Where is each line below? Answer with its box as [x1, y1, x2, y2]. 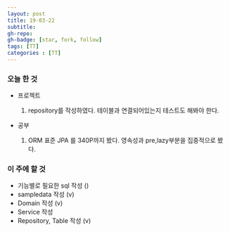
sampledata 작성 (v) [17, 191, 75, 199]
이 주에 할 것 [7, 165, 46, 174]
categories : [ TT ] [7, 50, 61, 57]
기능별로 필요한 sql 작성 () [17, 181, 89, 190]
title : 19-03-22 [7, 17, 55, 24]
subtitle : [7, 23, 37, 30]
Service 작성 [17, 208, 53, 217]
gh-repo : [7, 30, 33, 37]
